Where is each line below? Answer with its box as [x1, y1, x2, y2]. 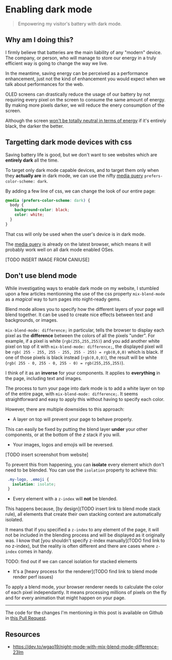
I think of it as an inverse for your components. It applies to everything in [5, 370, 160, 376]
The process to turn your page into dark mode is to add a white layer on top [5, 385, 165, 391]
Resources [5, 630, 40, 639]
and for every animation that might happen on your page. [5, 595, 126, 601]
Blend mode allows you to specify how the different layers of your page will [5, 306, 164, 312]
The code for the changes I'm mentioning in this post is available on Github [5, 610, 163, 616]
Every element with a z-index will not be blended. [12, 496, 118, 502]
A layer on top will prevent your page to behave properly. [12, 416, 133, 422]
